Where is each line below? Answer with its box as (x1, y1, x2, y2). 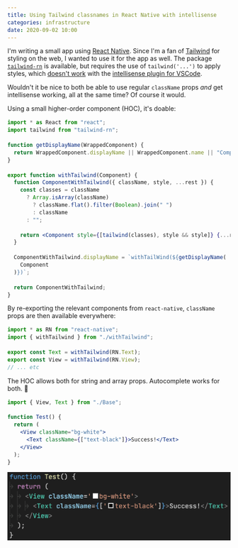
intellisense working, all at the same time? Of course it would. (7, 91, 186, 99)
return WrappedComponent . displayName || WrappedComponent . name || (13, 149, 214, 156)
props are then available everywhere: (7, 312, 116, 320)
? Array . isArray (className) (25, 194, 110, 202)
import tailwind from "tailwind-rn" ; (7, 126, 119, 134)
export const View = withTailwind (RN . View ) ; (7, 356, 141, 363)
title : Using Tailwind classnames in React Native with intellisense (7, 11, 217, 18)
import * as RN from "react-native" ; (7, 327, 119, 334)
